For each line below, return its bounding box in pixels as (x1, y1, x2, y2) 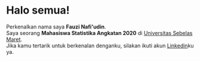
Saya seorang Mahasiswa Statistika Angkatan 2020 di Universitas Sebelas (6, 29, 193, 36)
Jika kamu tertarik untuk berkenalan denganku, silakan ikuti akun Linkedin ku (6, 42, 194, 49)
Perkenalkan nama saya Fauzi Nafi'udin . (6, 23, 106, 30)
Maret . (6, 36, 23, 43)
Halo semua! (6, 4, 70, 17)
